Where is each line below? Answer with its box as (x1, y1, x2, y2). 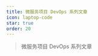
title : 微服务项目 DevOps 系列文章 (6, 8, 88, 15)
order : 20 (6, 25, 31, 32)
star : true (6, 20, 34, 26)
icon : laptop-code (6, 14, 53, 20)
